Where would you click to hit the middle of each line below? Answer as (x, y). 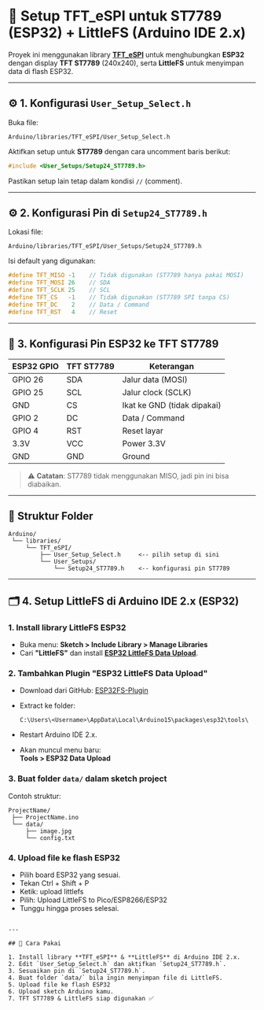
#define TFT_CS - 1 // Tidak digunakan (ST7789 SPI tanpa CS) (119, 298)
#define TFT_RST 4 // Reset (63, 312)
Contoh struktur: (35, 796)
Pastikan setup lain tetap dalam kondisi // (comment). (95, 181)
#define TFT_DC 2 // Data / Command (79, 305)
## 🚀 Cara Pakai (35, 943)
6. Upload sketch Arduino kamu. (61, 991)
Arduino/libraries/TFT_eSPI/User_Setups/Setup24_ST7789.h (105, 246)
